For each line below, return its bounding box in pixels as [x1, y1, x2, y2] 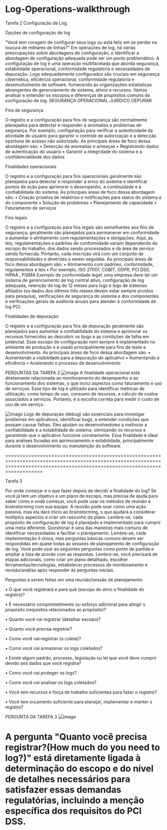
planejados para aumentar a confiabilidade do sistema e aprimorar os [5, 328, 148, 334]
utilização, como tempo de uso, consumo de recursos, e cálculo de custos [5, 391, 158, 397]
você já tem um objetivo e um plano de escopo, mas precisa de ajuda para [5, 493, 158, 499]
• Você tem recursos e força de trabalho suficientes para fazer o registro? [5, 689, 157, 695]
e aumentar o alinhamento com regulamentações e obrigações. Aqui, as [5, 235, 153, 241]
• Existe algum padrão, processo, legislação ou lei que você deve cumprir [5, 655, 157, 661]
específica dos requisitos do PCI [5, 806, 142, 817]
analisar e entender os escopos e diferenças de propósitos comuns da [5, 92, 150, 98]
